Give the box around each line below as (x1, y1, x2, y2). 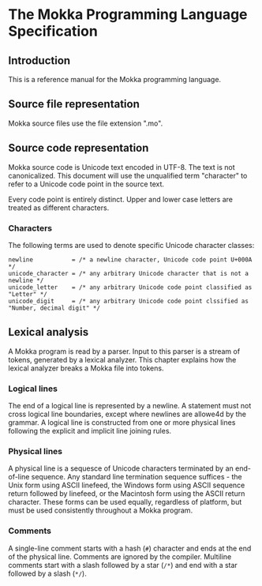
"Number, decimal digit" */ (8, 304, 101, 312)
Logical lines (8, 383, 58, 394)
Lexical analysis (8, 325, 89, 339)
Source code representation (8, 141, 149, 155)
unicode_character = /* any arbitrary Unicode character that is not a (8, 269, 249, 277)
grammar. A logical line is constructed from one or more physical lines (8, 418, 236, 427)
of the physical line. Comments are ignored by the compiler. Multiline (8, 551, 232, 562)
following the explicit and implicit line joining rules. (8, 426, 172, 436)
